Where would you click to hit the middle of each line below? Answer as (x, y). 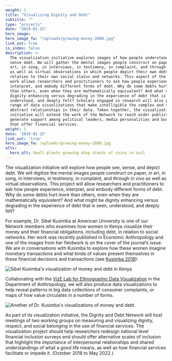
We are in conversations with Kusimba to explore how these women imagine (86, 248)
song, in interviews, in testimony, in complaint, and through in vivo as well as (86, 178)
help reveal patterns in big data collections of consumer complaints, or (80, 289)
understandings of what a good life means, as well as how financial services (86, 347)
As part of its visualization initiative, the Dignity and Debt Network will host (84, 315)
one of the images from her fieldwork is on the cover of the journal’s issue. (84, 242)
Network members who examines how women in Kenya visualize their (79, 226)
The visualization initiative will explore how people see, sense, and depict (83, 167)
